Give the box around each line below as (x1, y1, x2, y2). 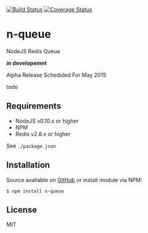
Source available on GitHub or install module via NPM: (6, 176, 142, 183)
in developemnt (6, 59, 47, 67)
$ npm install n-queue (6, 188, 64, 194)
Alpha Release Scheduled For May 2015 (6, 71, 106, 78)
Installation (6, 160, 50, 170)
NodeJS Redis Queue (6, 47, 61, 55)
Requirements (6, 101, 61, 112)
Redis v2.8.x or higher (15, 130, 71, 137)
